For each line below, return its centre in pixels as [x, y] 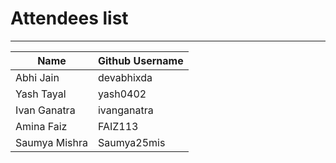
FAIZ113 [118, 126]
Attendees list [69, 18]
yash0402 [122, 94]
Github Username [140, 60]
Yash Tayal [41, 94]
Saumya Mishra [51, 142]
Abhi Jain [37, 77]
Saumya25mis [131, 142]
